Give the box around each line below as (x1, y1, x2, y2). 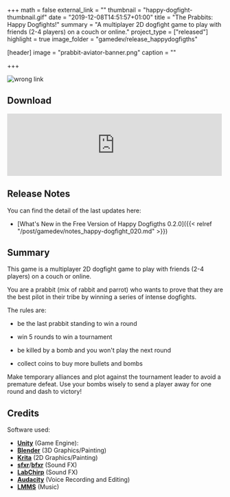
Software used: (7, 426, 50, 434)
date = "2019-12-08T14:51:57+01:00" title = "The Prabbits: (48, 13, 214, 21)
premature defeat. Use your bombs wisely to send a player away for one (7, 380, 211, 388)
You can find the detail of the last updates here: (7, 206, 142, 214)
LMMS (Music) (16, 483, 60, 491)
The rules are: (7, 306, 47, 315)
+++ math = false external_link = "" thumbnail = (7, 6, 142, 14)
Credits (7, 407, 40, 419)
